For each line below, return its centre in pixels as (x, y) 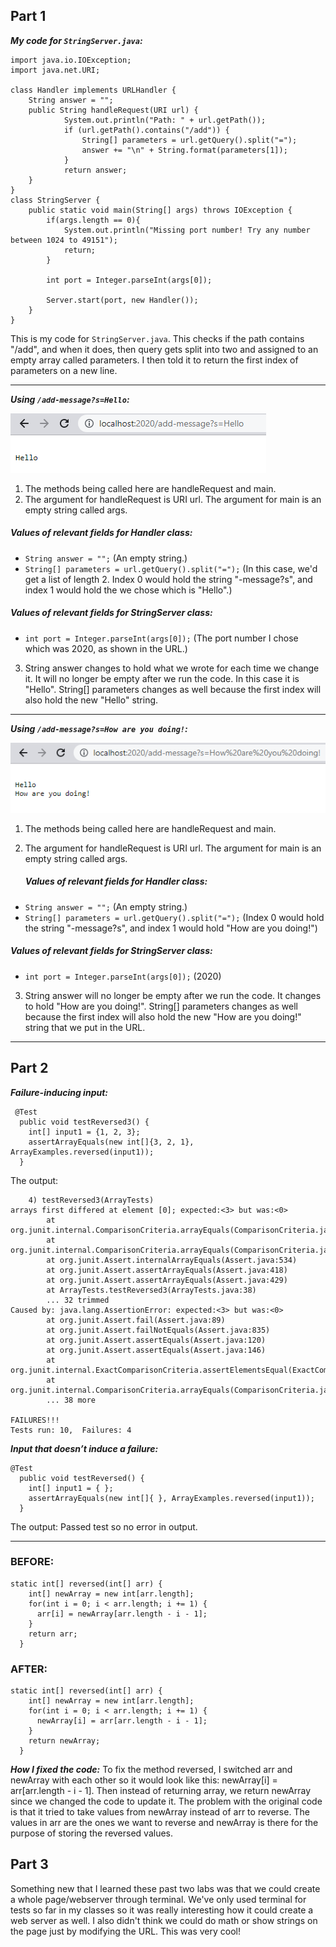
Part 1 (28, 16)
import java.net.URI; (55, 70)
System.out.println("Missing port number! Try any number (187, 230)
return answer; (95, 170)
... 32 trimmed (78, 1300)
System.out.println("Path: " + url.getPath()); (165, 120)
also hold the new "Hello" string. (91, 700)
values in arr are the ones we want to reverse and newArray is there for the (164, 1823)
